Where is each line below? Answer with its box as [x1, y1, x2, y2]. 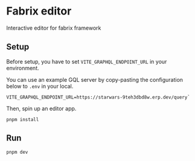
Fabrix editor [6, 4, 72, 18]
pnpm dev [6, 149, 28, 155]
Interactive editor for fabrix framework [6, 24, 101, 31]
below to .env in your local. [6, 82, 74, 90]
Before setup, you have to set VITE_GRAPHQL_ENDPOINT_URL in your [6, 57, 167, 65]
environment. [6, 64, 39, 71]
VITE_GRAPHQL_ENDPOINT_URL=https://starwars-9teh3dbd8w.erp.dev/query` [6, 94, 190, 100]
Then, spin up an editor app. [6, 105, 77, 112]
